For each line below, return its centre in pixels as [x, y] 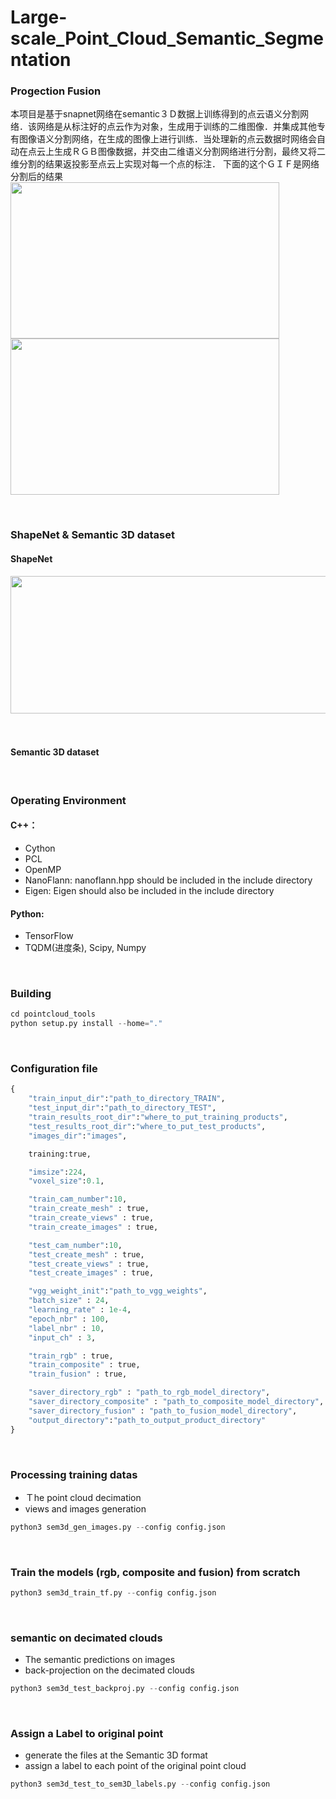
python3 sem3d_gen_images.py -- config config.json [118, 1527]
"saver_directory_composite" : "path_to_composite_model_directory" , [176, 1402]
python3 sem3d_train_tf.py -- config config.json [113, 1593]
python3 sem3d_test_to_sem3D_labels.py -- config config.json [140, 1784]
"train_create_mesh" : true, [89, 1209]
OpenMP [43, 869]
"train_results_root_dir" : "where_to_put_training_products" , [158, 1117]
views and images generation [85, 1508]
